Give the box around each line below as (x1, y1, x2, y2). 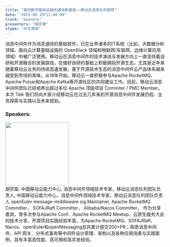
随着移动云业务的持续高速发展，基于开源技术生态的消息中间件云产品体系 (5, 66, 156, 72)
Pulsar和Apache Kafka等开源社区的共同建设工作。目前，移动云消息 (22, 79, 163, 85)
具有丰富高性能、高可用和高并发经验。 (14, 236, 94, 243)
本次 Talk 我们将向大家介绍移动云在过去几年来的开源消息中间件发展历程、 (5, 92, 158, 98)
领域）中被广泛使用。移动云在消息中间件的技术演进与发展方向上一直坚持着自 (5, 54, 165, 60)
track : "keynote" (5, 17, 42, 22)
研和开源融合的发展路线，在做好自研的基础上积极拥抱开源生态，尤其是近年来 (5, 60, 165, 66)
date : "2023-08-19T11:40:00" (5, 12, 67, 17)
